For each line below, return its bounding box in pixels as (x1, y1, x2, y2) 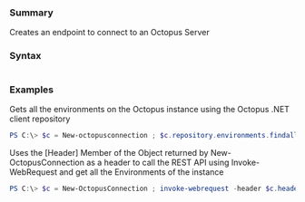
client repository (9, 113, 71, 124)
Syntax (9, 50, 42, 63)
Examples (9, 83, 54, 96)
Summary (9, 6, 54, 19)
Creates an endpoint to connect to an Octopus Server (9, 27, 211, 38)
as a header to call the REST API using (85, 157, 230, 168)
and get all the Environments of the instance (58, 166, 224, 178)
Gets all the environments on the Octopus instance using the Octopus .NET (9, 103, 290, 114)
